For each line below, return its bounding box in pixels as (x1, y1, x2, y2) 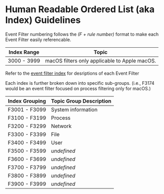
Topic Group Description (51, 98, 111, 105)
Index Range (8, 48, 39, 55)
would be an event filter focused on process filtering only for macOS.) (5, 85, 151, 91)
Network (51, 122, 72, 130)
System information (51, 106, 98, 113)
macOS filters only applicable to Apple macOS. (45, 57, 156, 64)
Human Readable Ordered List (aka (5, 4, 155, 15)
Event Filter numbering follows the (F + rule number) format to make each (5, 31, 159, 37)
